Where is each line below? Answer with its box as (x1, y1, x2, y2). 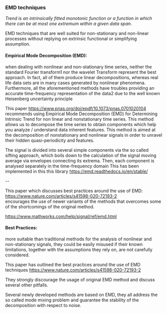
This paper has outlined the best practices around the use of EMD (5, 261, 141, 267)
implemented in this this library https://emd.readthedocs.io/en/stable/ (5, 168, 148, 174)
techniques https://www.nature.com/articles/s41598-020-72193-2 (5, 267, 141, 273)
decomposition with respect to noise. (5, 302, 81, 308)
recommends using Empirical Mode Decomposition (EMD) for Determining (5, 111, 158, 117)
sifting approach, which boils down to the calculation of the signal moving (5, 152, 157, 158)
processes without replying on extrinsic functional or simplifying (5, 36, 137, 42)
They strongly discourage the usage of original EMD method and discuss (5, 276, 156, 282)
